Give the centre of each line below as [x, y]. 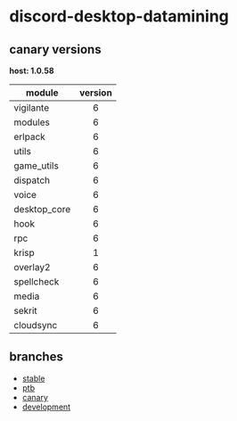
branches [37, 357]
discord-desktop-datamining [119, 17]
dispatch [32, 180]
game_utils [37, 165]
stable [33, 378]
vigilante [32, 107]
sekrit [25, 311]
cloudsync [36, 325]
